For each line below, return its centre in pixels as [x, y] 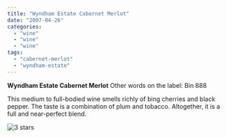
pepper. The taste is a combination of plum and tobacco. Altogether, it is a [114, 106]
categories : [24, 26]
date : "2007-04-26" [36, 20]
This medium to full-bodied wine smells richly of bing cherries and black [111, 99]
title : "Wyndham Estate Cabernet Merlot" [68, 14]
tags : [15, 53]
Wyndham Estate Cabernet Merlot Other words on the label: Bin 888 [107, 85]
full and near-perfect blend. [47, 114]
